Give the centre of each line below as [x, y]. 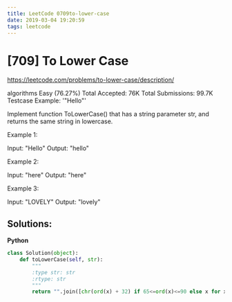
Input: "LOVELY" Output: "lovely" [54, 202]
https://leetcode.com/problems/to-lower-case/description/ [91, 80]
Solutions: [30, 223]
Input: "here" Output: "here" [47, 175]
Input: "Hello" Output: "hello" [48, 148]
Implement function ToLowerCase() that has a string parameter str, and [108, 114]
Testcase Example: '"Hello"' [47, 100]
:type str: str [54, 272]
